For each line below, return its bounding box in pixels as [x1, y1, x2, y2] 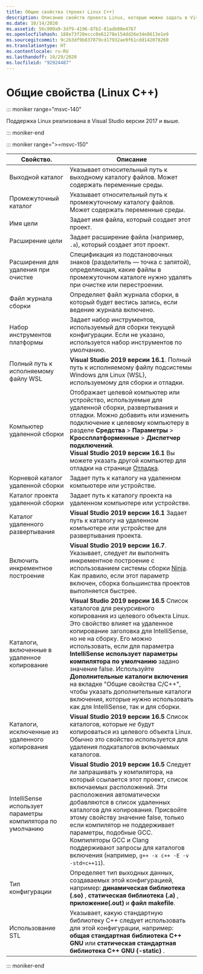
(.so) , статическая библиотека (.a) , [69, 892, 179, 900]
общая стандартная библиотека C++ [69, 932, 182, 940]
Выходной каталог [9, 173, 63, 182]
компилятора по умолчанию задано [69, 657, 179, 665]
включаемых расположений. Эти [69, 783, 168, 792]
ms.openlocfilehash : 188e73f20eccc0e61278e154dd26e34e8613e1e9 [6, 32, 169, 38]
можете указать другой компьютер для [69, 456, 186, 465]
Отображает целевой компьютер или [69, 389, 180, 397]
